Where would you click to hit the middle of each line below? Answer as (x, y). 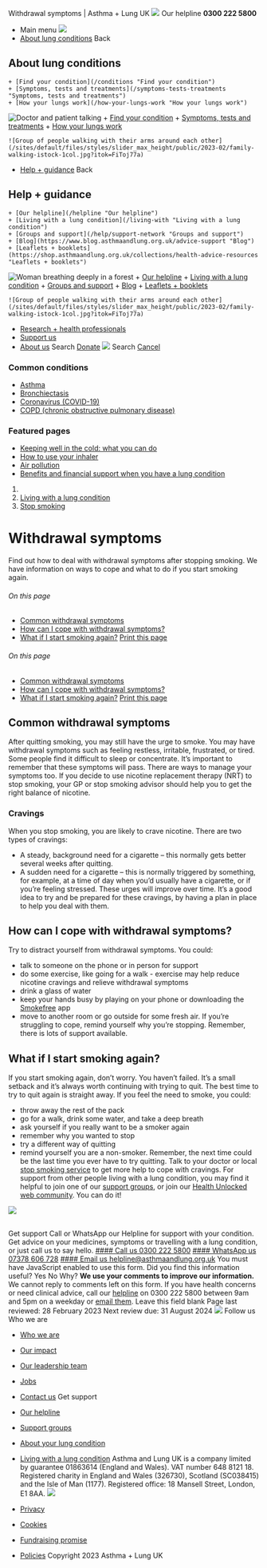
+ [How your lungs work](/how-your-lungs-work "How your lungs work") (128, 103)
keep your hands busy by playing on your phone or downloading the (132, 999)
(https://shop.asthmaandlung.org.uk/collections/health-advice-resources (133, 255)
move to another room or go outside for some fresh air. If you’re (124, 1016)
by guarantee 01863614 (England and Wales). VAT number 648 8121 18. (137, 1467)
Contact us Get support (58, 1396)
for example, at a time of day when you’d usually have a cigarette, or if (135, 880)
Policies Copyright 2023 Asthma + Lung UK (91, 1555)
